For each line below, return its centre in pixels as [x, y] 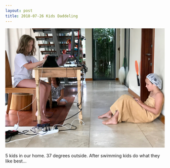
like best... [16, 161]
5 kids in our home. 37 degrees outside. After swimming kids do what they [83, 155]
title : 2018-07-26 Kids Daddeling [42, 16]
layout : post [19, 11]
